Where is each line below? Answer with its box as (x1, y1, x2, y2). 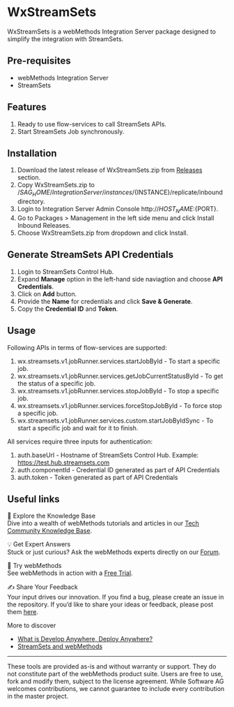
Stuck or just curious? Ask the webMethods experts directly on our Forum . (7, 548, 221, 556)
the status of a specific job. (17, 379, 96, 388)
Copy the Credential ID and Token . (17, 305, 118, 313)
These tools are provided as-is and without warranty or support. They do (7, 662, 217, 671)
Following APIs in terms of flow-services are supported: (7, 343, 167, 351)
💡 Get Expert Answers (7, 540, 71, 548)
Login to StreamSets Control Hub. (17, 267, 114, 276)
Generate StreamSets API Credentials (7, 249, 174, 261)
